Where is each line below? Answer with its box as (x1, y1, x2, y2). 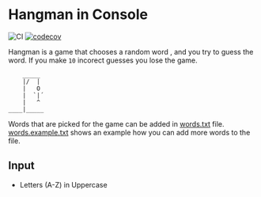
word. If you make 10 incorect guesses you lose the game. (8, 55, 198, 65)
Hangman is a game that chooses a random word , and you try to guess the (8, 47, 254, 56)
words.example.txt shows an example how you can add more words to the (8, 127, 251, 137)
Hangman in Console (8, 6, 149, 24)
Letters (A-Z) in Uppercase (19, 180, 108, 189)
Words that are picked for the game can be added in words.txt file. (8, 119, 225, 128)
